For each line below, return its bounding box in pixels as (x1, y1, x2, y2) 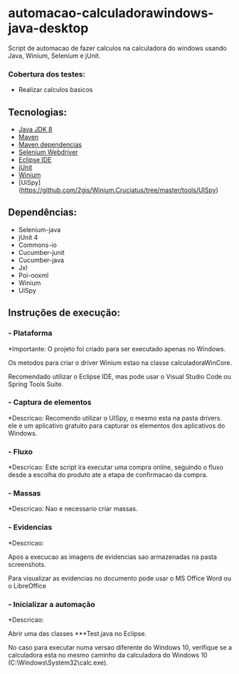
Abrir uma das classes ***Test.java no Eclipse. (8, 630, 147, 638)
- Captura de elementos (8, 398, 92, 408)
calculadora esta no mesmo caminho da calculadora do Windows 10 (8, 651, 208, 660)
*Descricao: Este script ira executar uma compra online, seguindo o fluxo (8, 463, 223, 472)
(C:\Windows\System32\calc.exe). (8, 658, 109, 667)
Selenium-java (18, 225, 61, 233)
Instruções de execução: (8, 307, 120, 319)
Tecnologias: (8, 106, 67, 119)
